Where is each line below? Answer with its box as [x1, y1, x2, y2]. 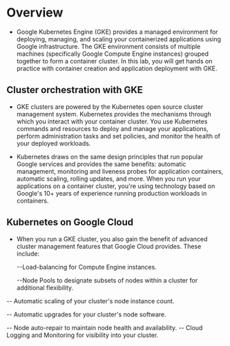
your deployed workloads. [16, 139, 91, 147]
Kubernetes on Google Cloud [6, 216, 134, 228]
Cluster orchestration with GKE [6, 84, 143, 96]
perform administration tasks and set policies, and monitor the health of [16, 132, 220, 140]
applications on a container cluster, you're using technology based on [16, 181, 215, 190]
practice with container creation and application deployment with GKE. [16, 64, 218, 72]
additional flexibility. [16, 283, 74, 292]
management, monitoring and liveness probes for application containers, [16, 167, 224, 175]
